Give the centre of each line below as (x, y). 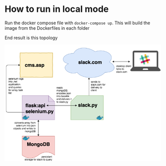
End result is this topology (31, 38)
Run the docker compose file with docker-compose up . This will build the (78, 23)
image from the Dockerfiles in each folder (47, 28)
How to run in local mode (57, 9)
